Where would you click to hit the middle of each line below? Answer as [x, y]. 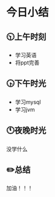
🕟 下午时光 [26, 83]
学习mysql [28, 102]
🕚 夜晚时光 [26, 131]
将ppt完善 [27, 62]
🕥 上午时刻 [26, 37]
